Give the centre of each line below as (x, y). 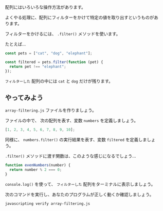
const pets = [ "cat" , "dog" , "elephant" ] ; (49, 53)
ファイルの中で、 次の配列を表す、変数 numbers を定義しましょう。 (72, 121)
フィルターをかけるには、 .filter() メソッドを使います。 (63, 34)
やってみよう (24, 98)
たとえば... (16, 44)
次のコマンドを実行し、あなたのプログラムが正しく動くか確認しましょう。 (80, 194)
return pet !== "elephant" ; (38, 66)
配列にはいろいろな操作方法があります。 (45, 7)
